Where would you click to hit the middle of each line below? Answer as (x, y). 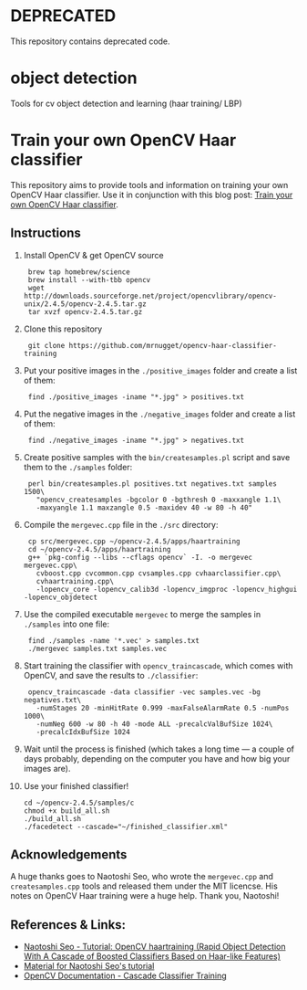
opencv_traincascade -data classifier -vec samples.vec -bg (144, 692)
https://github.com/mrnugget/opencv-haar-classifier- (173, 345)
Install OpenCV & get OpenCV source (93, 255)
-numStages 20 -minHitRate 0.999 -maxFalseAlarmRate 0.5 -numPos (163, 708)
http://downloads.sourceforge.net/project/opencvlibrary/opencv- (150, 296)
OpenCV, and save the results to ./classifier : (111, 675)
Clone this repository (63, 329)
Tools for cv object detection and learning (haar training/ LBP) (126, 103)
